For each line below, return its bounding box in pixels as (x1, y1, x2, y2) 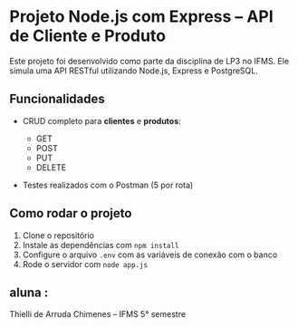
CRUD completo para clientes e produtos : (22, 115, 181, 126)
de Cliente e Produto (9, 25, 166, 46)
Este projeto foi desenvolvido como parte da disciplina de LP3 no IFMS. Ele (9, 55, 290, 66)
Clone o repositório (22, 229, 95, 241)
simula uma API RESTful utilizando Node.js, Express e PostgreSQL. (9, 65, 258, 76)
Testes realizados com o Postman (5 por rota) (22, 179, 194, 190)
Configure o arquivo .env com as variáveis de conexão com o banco (22, 249, 278, 260)
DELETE (35, 161, 66, 173)
